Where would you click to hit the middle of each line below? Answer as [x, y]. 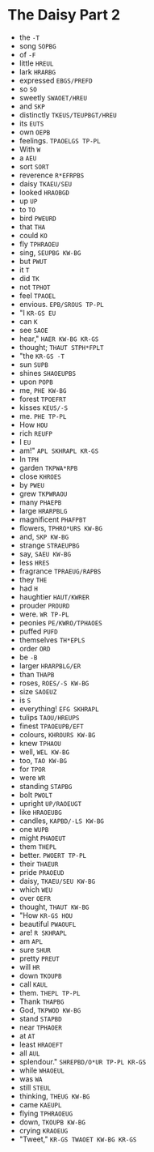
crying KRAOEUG [44, 1130]
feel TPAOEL [37, 295]
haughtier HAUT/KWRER [54, 596]
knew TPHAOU [40, 743]
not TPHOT [35, 287]
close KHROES [40, 476]
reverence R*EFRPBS [52, 175]
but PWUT [33, 261]
